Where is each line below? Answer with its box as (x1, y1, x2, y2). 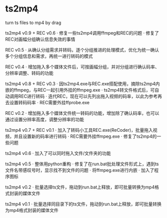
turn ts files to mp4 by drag (5, 20, 61, 26)
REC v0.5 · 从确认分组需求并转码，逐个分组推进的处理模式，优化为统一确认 (5, 47, 159, 53)
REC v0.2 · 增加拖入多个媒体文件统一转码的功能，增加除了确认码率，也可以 (5, 110, 159, 116)
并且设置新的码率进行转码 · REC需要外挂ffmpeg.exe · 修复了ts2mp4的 (13, 133, 157, 139)
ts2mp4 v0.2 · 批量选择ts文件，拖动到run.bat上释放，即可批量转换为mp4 (5, 184, 155, 190)
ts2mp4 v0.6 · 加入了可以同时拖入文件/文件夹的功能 (5, 150, 111, 156)
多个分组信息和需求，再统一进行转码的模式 (5, 53, 93, 59)
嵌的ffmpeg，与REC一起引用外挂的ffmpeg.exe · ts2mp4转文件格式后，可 (5, 87, 155, 93)
